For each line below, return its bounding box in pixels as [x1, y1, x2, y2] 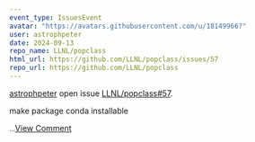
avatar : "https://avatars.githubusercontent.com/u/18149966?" [9, 22, 247, 31]
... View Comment [9, 122, 72, 133]
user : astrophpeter [9, 30, 83, 39]
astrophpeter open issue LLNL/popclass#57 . [9, 87, 173, 99]
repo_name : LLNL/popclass [9, 47, 106, 56]
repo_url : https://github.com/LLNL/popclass [9, 64, 179, 73]
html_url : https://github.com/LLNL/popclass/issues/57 [9, 55, 219, 64]
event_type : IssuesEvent [9, 13, 102, 22]
